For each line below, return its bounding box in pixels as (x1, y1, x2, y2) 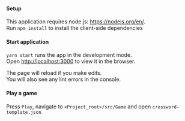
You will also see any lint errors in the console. (6, 75, 121, 83)
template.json (6, 109, 42, 115)
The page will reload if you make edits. (6, 69, 102, 77)
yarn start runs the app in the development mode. (6, 52, 132, 59)
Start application (6, 38, 49, 45)
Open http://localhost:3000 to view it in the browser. (6, 58, 136, 65)
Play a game (6, 90, 38, 96)
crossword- (152, 104, 180, 110)
